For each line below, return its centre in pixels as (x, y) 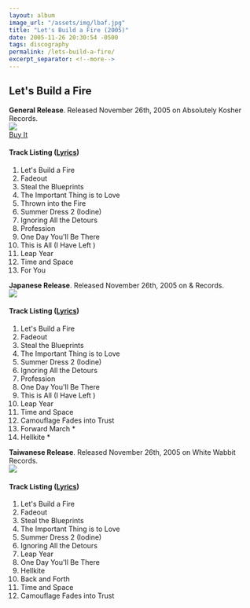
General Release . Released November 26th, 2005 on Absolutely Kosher (125, 110)
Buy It (18, 134)
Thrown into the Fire (53, 203)
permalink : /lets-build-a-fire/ (62, 52)
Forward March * (48, 429)
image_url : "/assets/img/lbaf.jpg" (67, 23)
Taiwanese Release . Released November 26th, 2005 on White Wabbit (123, 452)
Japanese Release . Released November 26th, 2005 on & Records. (117, 285)
